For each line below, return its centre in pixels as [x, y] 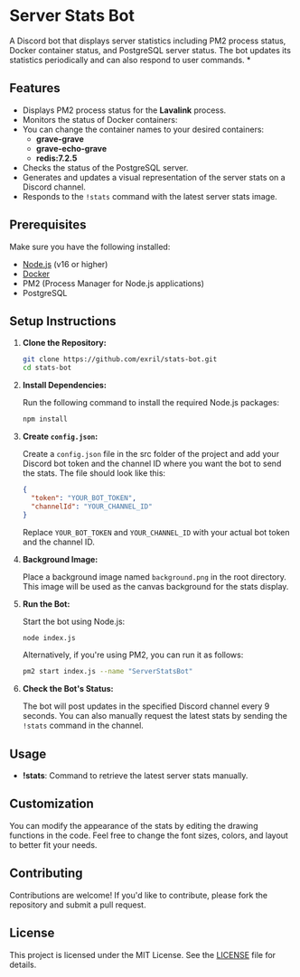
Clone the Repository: [64, 343]
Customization [52, 804]
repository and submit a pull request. [78, 905]
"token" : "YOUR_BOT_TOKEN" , [84, 498]
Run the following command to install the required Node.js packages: [151, 403]
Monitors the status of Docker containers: [100, 119]
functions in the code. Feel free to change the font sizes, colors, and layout [149, 835]
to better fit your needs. [53, 844]
